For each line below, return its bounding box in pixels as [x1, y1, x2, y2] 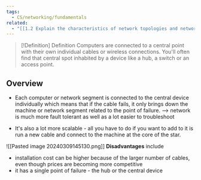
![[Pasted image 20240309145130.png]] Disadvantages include [6, 143, 165, 150]
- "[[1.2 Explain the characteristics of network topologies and [11, 25, 178, 32]
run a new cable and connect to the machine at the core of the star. [14, 131, 181, 138]
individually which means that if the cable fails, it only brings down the [14, 100, 188, 108]
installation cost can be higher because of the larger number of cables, [14, 154, 190, 161]
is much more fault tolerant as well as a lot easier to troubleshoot [14, 113, 175, 120]
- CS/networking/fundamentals [11, 14, 87, 20]
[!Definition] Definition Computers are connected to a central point [20, 42, 184, 49]
